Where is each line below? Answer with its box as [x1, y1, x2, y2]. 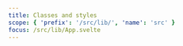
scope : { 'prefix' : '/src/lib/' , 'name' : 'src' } [8, 19, 176, 27]
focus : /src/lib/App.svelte [8, 26, 101, 34]
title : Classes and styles [8, 11, 97, 19]
